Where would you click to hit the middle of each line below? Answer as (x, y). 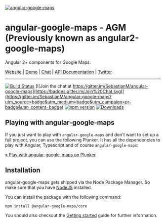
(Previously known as (50, 38)
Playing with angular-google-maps (60, 123)
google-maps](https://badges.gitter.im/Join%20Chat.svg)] (65, 91)
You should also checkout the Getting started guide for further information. (81, 215)
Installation (23, 170)
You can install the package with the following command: (63, 197)
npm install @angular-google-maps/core (46, 206)
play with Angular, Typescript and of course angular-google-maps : (72, 145)
